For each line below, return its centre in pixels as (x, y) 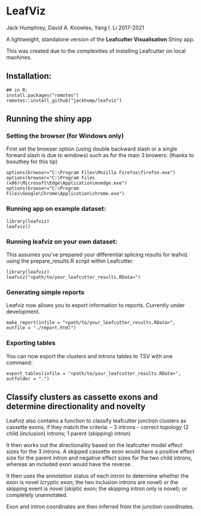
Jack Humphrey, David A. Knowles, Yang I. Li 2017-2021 (75, 28)
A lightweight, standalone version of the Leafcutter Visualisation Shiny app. (100, 39)
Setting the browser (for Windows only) (65, 136)
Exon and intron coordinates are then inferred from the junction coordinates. (100, 507)
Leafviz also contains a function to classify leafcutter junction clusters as (96, 421)
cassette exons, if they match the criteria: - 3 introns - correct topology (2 (97, 427)
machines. (19, 57)
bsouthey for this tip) (32, 162)
